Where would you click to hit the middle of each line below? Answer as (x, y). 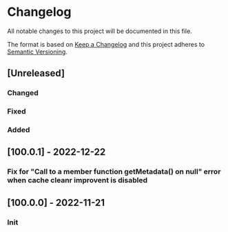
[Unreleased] (36, 73)
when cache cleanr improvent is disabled (77, 180)
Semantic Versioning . (37, 52)
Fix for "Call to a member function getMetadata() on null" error (114, 171)
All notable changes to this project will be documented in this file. (100, 31)
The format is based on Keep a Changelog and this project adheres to (106, 44)
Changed (23, 93)
